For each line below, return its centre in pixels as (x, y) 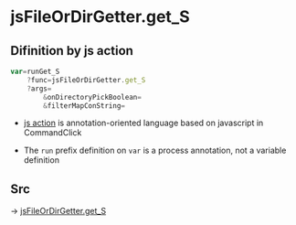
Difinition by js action (72, 51)
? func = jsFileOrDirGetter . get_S (86, 80)
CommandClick (53, 133)
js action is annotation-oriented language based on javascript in (143, 123)
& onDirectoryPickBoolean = (93, 97)
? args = (39, 89)
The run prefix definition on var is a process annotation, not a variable (155, 150)
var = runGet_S (35, 71)
